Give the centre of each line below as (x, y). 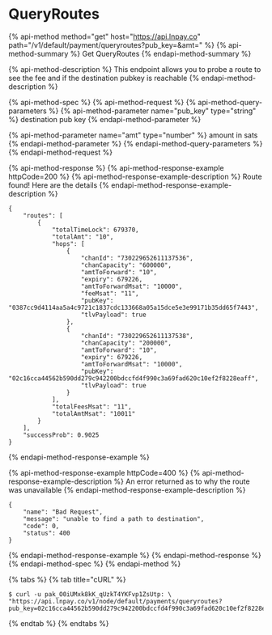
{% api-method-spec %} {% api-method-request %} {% (102, 102)
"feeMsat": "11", (110, 293)
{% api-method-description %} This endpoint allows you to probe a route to (135, 69)
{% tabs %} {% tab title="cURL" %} (68, 579)
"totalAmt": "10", (83, 237)
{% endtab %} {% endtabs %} (59, 623)
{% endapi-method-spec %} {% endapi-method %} (95, 564)
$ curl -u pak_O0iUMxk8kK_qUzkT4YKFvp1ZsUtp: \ (90, 594)
